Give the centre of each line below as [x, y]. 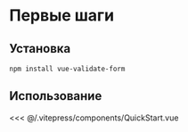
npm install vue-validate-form [67, 69]
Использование [56, 96]
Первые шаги [61, 16]
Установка [40, 49]
